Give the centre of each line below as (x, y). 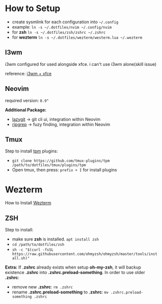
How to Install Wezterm (28, 203)
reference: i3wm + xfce (28, 74)
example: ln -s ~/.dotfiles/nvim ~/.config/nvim (62, 27)
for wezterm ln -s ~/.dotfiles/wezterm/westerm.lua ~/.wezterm (77, 37)
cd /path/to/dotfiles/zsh (38, 245)
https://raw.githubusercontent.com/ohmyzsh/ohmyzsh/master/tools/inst (85, 254)
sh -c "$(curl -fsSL (33, 250)
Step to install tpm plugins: (31, 151)
